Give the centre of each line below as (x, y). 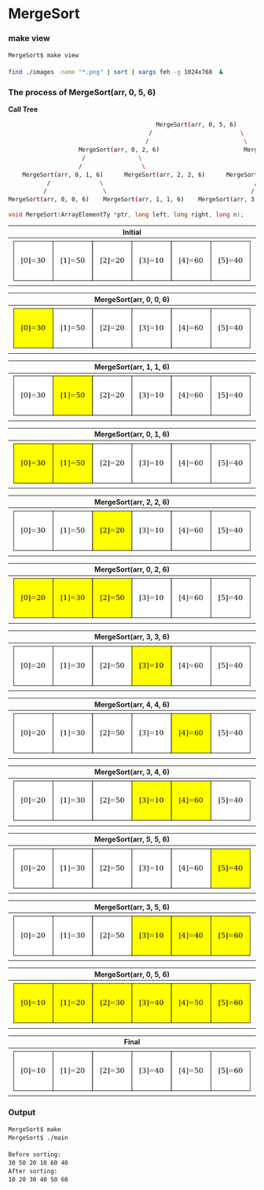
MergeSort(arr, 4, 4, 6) (132, 704)
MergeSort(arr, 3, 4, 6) (132, 772)
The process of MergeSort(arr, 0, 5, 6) (82, 93)
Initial (132, 232)
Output (22, 1112)
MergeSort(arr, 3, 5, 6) (132, 907)
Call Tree (23, 109)
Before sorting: (35, 1155)
